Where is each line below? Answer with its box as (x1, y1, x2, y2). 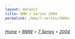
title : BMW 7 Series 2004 (5, 11, 57, 16)
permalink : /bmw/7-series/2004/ (5, 16, 70, 20)
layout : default (5, 7, 38, 12)
